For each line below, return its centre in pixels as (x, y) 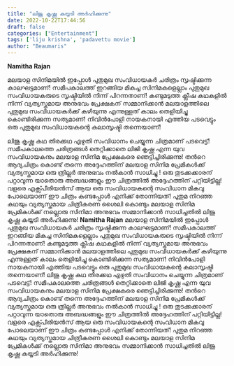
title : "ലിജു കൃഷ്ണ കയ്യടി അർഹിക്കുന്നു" (59, 14)
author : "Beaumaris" (37, 46)
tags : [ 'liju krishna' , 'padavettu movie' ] (72, 40)
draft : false (26, 27)
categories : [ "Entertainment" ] (53, 33)
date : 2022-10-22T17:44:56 (46, 20)
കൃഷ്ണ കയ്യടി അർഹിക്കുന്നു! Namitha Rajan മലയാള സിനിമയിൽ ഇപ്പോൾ (108, 220)
